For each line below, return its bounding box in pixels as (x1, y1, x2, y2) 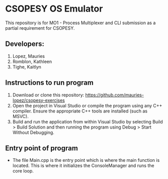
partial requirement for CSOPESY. (5, 25, 75, 31)
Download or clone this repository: (12, 92, 85, 98)
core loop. (12, 168, 34, 174)
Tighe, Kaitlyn (12, 64, 42, 70)
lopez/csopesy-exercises (12, 97, 65, 103)
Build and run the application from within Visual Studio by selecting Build (12, 118, 163, 125)
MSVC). (12, 113, 29, 119)
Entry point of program (5, 144, 78, 152)
